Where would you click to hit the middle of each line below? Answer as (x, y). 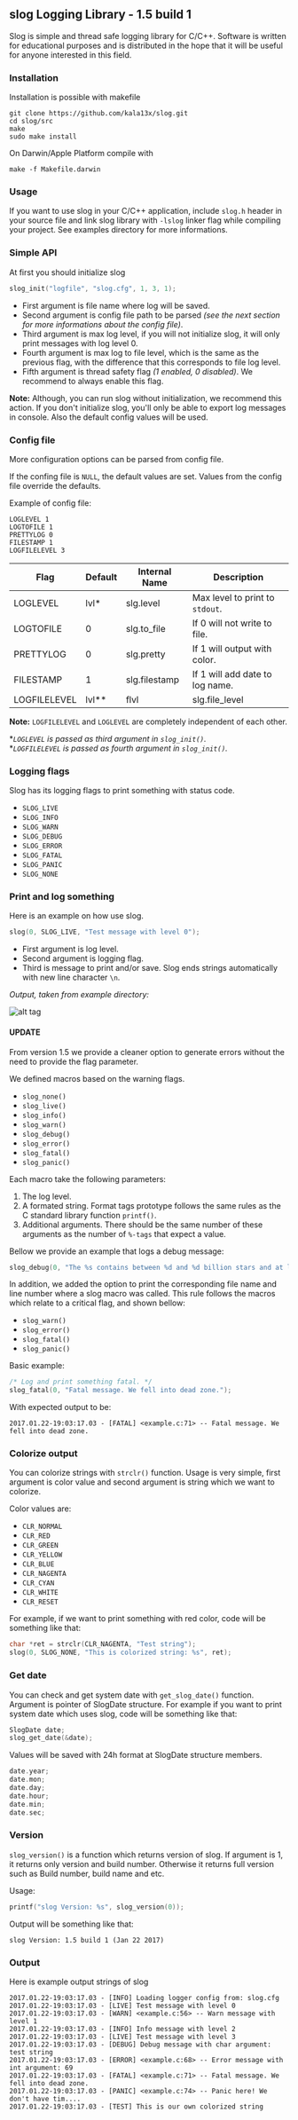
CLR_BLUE (38, 1564)
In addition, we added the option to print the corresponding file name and (143, 1284)
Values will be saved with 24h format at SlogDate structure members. (136, 1755)
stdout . (207, 609)
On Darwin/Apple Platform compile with (81, 154)
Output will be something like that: (72, 1924)
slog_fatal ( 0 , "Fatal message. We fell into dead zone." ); (121, 1391)
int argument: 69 (41, 2068)
